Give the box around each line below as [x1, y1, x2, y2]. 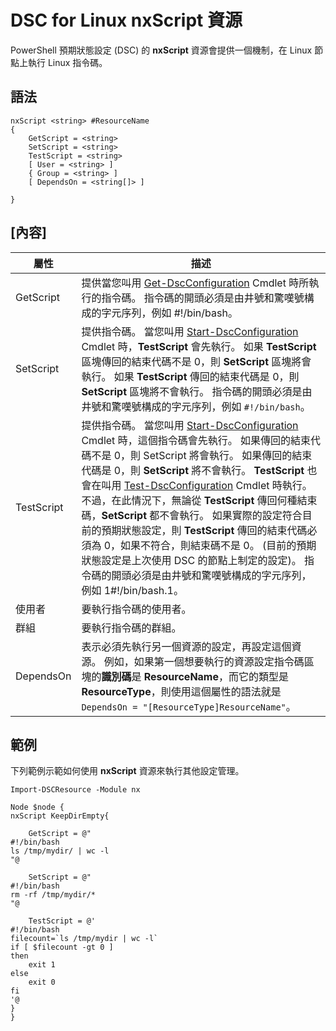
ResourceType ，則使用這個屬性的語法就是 [81, 684, 282, 698]
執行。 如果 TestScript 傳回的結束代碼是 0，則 [81, 369, 300, 383]
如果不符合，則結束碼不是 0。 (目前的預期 [120, 538, 317, 552]
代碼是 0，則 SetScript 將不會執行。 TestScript [81, 463, 305, 477]
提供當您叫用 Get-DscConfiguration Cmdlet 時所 [81, 276, 310, 290]
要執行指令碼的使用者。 [81, 602, 192, 616]
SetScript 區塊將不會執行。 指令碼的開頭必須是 [81, 384, 303, 398]
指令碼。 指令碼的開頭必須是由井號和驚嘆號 [101, 291, 305, 305]
